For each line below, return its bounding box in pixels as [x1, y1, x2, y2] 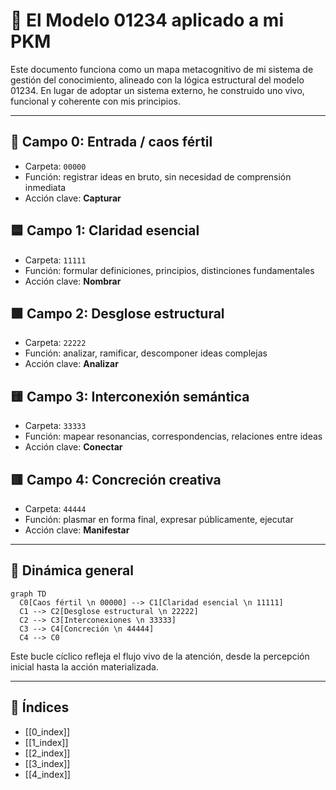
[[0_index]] [24, 725, 70, 738]
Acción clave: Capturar [24, 192, 122, 204]
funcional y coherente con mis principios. [10, 95, 182, 107]
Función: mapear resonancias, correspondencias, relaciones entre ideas [24, 430, 323, 443]
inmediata [24, 181, 67, 193]
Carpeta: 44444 [24, 503, 87, 514]
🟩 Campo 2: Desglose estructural [10, 305, 225, 322]
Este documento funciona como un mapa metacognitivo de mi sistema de [10, 63, 314, 75]
